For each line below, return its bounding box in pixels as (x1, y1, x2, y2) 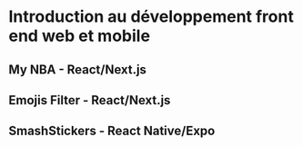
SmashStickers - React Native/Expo (8, 123, 216, 139)
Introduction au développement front (8, 6, 295, 27)
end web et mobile (8, 25, 151, 46)
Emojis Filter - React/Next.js (8, 93, 171, 108)
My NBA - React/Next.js (8, 62, 147, 77)
